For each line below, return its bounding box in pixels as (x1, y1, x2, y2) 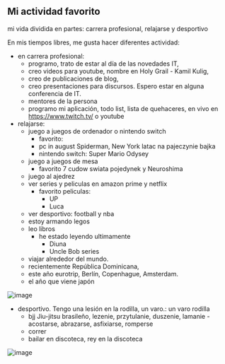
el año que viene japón (28, 277, 95, 286)
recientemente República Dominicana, (28, 262, 139, 271)
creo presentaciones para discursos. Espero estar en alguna (28, 81, 204, 90)
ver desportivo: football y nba (28, 209, 115, 218)
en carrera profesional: (17, 52, 85, 60)
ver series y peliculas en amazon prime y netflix (28, 180, 168, 188)
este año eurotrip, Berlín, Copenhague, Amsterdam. (28, 269, 179, 278)
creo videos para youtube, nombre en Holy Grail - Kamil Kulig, (28, 66, 209, 75)
